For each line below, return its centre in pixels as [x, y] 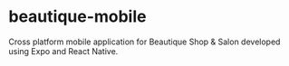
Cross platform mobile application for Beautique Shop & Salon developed [144, 42]
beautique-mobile [77, 17]
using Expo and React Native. [63, 51]
